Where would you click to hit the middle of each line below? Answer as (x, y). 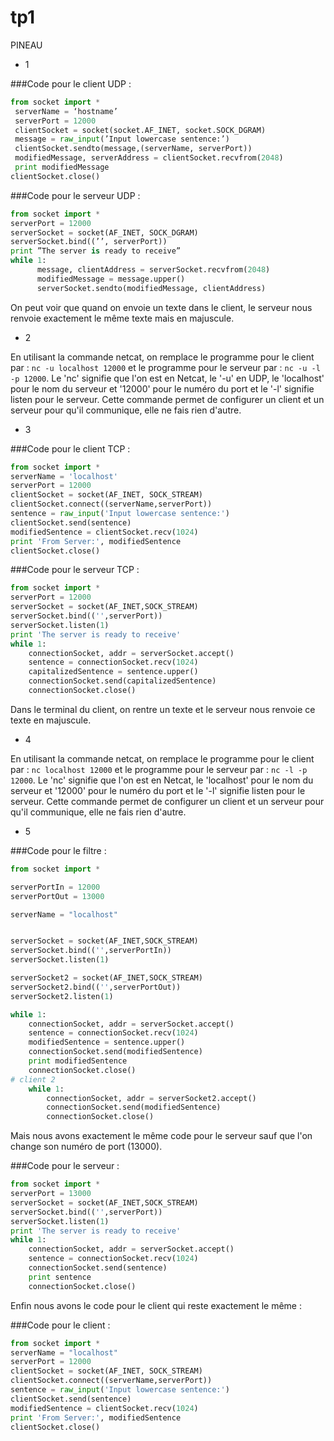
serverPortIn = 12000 (55, 887)
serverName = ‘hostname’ (66, 111)
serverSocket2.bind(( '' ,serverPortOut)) (96, 987)
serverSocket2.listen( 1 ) (62, 996)
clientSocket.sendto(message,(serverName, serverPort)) (133, 149)
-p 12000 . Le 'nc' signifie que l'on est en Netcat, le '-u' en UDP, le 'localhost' (167, 378)
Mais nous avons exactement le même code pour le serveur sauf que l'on (161, 1136)
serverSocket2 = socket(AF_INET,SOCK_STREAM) (106, 978)
